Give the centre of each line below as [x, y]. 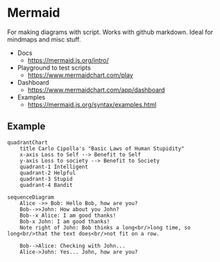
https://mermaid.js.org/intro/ [68, 60]
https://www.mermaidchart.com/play [80, 75]
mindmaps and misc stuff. [44, 39]
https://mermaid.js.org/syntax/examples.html [92, 104]
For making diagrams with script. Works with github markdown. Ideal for [110, 32]
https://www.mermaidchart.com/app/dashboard [96, 90]
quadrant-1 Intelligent [54, 167]
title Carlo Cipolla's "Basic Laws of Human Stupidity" [102, 148]
